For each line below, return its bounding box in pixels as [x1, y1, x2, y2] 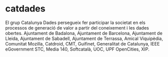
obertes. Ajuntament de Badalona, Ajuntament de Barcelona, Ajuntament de [5, 30, 163, 36]
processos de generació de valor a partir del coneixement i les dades [5, 24, 149, 30]
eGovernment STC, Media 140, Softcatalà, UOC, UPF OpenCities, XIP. [5, 46, 150, 52]
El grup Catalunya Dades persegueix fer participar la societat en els [5, 19, 146, 25]
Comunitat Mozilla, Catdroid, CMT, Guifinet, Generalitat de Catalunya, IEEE [5, 40, 160, 46]
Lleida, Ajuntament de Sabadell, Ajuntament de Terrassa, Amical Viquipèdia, [5, 35, 163, 41]
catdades [5, 3, 45, 14]
